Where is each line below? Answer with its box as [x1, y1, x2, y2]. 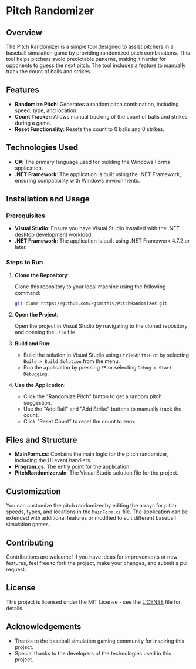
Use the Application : [14, 382, 66, 389]
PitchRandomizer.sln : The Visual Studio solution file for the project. [14, 469, 179, 476]
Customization [6, 486, 62, 496]
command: [14, 289, 41, 296]
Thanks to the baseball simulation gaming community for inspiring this [14, 637, 185, 644]
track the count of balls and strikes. [6, 68, 92, 75]
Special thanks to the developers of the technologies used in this [14, 650, 172, 657]
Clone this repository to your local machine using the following [14, 283, 166, 290]
